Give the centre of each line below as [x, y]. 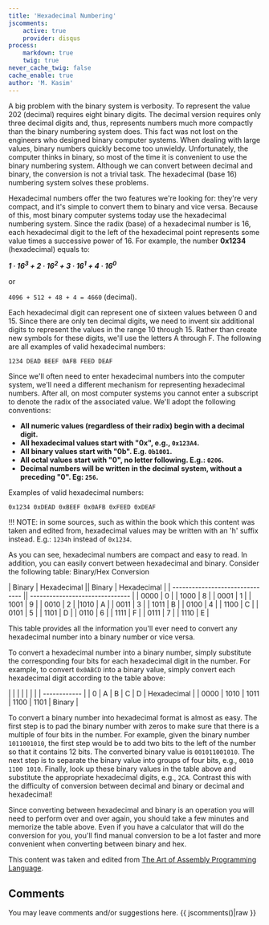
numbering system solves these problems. [79, 182]
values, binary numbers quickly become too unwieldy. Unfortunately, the [128, 148]
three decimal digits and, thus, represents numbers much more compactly [131, 123]
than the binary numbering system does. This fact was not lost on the [123, 131]
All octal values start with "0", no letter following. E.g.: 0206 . [122, 460]
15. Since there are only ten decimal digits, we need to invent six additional [131, 321]
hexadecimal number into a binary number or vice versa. [102, 637]
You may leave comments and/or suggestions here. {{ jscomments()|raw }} [132, 912]
